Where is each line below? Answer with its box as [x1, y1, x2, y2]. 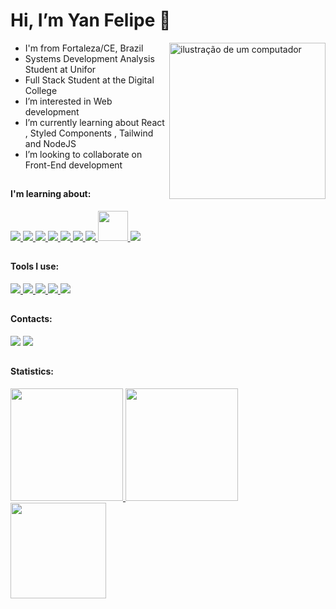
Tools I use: [10, 260, 60, 273]
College [24, 84, 58, 96]
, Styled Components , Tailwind [24, 127, 154, 139]
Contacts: [10, 313, 53, 325]
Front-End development [24, 159, 123, 171]
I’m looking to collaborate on [24, 148, 143, 160]
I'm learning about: [10, 188, 92, 200]
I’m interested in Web [24, 95, 113, 107]
